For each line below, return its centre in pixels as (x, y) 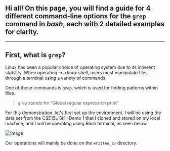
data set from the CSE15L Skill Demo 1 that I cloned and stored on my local (83, 118)
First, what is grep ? (35, 55)
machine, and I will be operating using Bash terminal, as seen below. (77, 123)
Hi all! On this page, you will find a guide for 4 (78, 8)
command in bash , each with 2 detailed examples (85, 24)
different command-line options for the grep (76, 16)
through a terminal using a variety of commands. (56, 78)
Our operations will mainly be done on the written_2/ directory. (71, 143)
